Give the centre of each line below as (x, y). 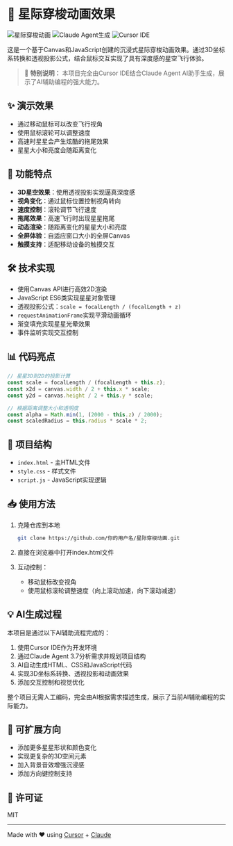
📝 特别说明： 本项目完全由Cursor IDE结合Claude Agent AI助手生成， (121, 73)
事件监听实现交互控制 (48, 333)
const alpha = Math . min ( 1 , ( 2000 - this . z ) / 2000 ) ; (85, 414)
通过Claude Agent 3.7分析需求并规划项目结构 (81, 656)
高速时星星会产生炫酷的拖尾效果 (63, 141)
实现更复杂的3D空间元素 (52, 756)
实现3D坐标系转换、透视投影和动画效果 (73, 673)
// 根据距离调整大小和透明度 (43, 408)
